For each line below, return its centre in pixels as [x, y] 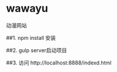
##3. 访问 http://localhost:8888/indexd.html [59, 63]
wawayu [27, 8]
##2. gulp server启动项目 [37, 50]
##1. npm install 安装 [31, 37]
